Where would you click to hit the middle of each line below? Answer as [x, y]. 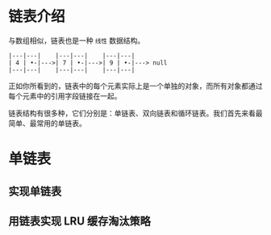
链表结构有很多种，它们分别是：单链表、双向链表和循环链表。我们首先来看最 [135, 113]
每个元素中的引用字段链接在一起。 [65, 96]
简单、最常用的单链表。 [47, 123]
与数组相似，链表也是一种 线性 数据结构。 [77, 40]
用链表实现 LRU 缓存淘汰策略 [79, 221]
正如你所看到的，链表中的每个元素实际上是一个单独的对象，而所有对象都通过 [135, 86]
